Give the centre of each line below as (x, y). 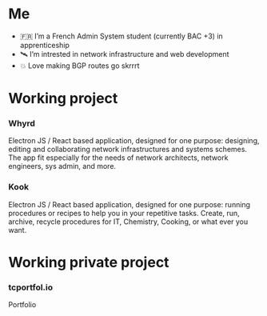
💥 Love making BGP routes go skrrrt (80, 66)
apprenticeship (45, 45)
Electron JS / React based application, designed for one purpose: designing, (134, 141)
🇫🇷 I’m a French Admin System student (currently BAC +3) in (122, 36)
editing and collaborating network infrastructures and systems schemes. (128, 150)
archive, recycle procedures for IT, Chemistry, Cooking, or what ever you (128, 222)
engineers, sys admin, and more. (62, 166)
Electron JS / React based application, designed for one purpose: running (129, 204)
